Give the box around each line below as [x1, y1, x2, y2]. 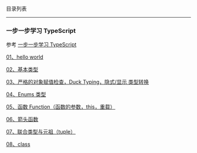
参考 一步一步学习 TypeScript [6, 41, 77, 48]
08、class [6, 141, 30, 148]
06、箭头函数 [6, 116, 39, 123]
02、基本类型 [6, 66, 39, 73]
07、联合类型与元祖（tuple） [6, 128, 76, 135]
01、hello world [6, 53, 44, 60]
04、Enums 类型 [6, 91, 46, 98]
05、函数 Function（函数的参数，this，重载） [6, 103, 116, 110]
